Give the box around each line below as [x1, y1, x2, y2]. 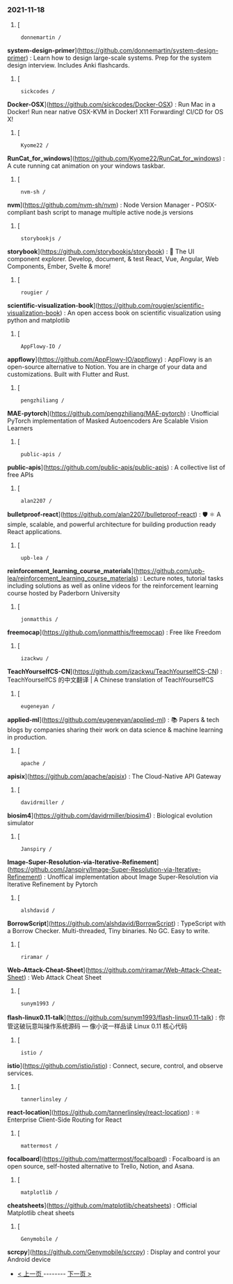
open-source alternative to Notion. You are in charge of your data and [7, 363, 207, 371]
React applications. [7, 528, 63, 536]
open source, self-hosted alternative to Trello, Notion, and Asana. [7, 1162, 195, 1171]
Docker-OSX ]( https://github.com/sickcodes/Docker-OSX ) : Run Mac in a [7, 100, 216, 109]
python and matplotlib [7, 316, 70, 324]
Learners [7, 424, 33, 432]
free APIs [7, 471, 34, 479]
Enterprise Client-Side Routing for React [7, 1115, 122, 1124]
